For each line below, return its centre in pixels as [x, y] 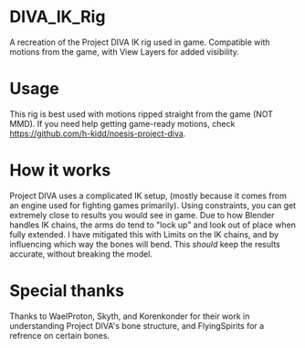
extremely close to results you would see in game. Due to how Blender [142, 215]
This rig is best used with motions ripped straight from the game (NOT [142, 114]
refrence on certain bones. [60, 335]
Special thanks [67, 290]
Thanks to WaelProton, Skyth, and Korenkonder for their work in [130, 316]
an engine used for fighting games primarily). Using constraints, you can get [153, 205]
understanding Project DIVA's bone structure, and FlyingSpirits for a [137, 325]
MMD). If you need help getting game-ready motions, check [122, 123]
